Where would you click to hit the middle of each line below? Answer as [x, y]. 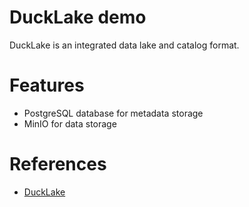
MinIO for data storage [70, 123]
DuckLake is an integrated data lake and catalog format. [124, 45]
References [58, 164]
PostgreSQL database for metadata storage [113, 113]
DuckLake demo [78, 17]
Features [47, 85]
